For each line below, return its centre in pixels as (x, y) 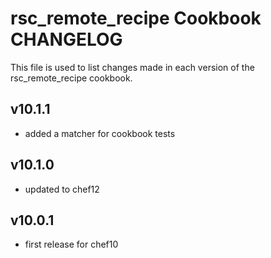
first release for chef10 (71, 244)
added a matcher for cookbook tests (100, 133)
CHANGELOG (66, 39)
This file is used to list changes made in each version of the (132, 67)
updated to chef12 (62, 189)
